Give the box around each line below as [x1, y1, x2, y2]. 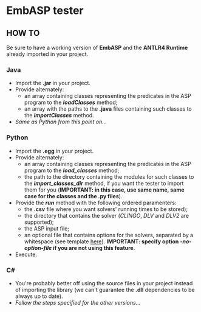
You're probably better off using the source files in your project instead [15, 279, 193, 286]
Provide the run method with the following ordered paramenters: [15, 199, 177, 206]
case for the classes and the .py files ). [24, 192, 123, 199]
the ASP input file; [24, 224, 70, 232]
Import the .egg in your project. [15, 147, 94, 154]
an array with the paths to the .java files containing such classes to [24, 105, 192, 113]
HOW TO [6, 28, 40, 38]
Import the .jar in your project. [15, 80, 91, 87]
